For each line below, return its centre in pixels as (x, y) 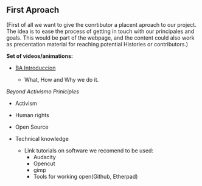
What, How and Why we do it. (61, 79)
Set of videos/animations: (40, 56)
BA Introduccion (35, 68)
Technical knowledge (42, 138)
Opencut (44, 163)
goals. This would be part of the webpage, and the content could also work (100, 38)
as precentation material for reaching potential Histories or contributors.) (97, 44)
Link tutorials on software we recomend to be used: (89, 150)
